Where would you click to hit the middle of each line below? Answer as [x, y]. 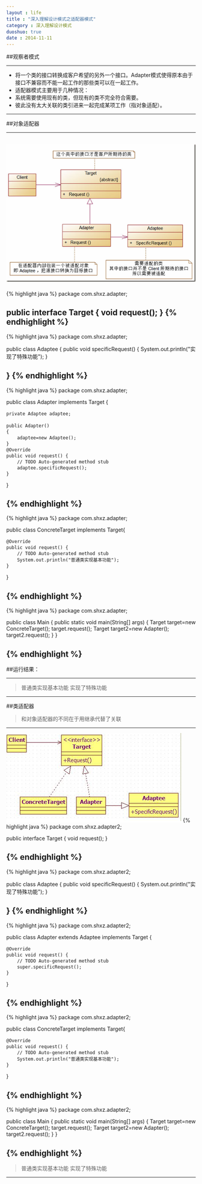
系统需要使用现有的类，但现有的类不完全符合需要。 [78, 98]
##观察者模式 [23, 57]
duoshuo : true [24, 32]
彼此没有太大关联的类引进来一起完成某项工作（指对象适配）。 [90, 105]
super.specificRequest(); [50, 967]
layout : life [24, 13]
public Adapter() [28, 426]
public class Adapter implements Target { [57, 402]
